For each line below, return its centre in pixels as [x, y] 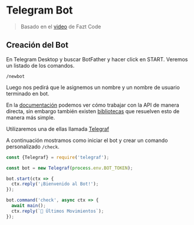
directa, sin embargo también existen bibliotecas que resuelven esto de [93, 111]
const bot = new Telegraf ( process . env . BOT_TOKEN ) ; [70, 168]
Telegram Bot [40, 10]
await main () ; [29, 206]
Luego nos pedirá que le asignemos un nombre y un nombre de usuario [93, 87]
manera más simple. [31, 117]
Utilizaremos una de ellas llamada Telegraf [57, 129]
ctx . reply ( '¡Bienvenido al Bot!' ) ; [55, 184]
